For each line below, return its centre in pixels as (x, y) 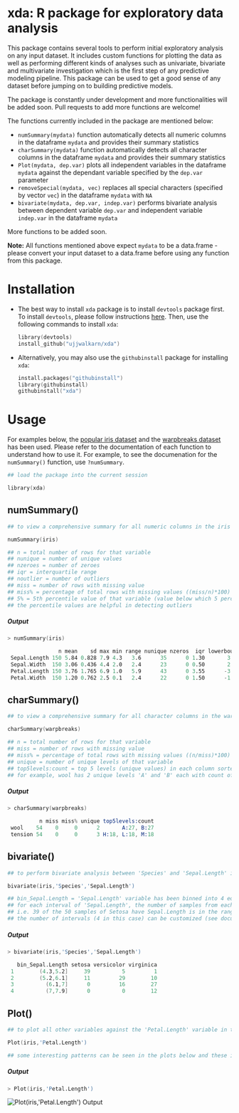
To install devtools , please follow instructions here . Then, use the (113, 316)
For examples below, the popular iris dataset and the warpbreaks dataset (114, 440)
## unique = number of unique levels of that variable (90, 762)
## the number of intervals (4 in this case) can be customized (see (113, 919)
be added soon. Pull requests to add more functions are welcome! (104, 107)
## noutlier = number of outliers (59, 579)
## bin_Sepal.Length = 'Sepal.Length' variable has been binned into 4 (116, 899)
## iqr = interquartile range (52, 572)
